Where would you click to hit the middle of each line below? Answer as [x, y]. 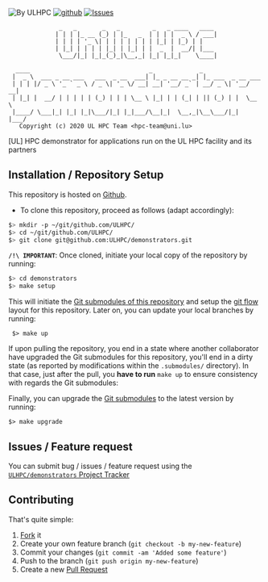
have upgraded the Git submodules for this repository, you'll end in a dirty [131, 357]
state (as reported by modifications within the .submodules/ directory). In [129, 366]
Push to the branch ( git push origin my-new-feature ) [109, 560]
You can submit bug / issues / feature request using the [100, 466]
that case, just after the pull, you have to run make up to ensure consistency [133, 375]
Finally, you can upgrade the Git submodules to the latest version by [121, 399]
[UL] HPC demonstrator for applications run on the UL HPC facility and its [130, 141]
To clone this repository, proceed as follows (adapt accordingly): [127, 210]
